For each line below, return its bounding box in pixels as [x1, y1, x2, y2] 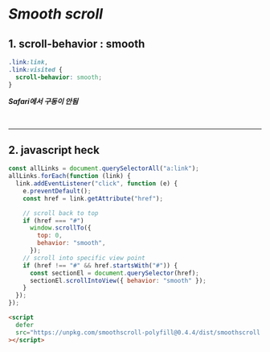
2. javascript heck [8, 143, 100, 157]
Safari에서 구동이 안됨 [8, 96, 79, 106]
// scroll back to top [22, 209, 99, 217]
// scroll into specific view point [22, 254, 146, 262]
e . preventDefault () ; [22, 187, 92, 195]
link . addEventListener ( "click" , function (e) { [15, 180, 178, 188]
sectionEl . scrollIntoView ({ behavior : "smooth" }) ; [29, 276, 207, 284]
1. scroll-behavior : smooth [8, 37, 145, 51]
